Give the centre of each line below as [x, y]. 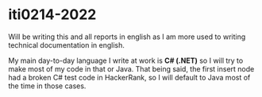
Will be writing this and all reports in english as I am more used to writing [127, 37]
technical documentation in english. [66, 45]
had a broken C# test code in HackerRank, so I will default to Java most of [129, 77]
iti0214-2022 [52, 15]
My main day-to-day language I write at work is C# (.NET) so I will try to [126, 60]
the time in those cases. [47, 86]
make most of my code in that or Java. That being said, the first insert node [131, 68]
